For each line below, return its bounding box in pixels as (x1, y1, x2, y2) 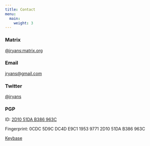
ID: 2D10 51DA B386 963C (5, 117, 57, 122)
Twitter (5, 83, 23, 89)
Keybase (5, 135, 23, 141)
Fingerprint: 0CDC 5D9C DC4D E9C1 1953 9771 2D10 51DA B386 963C (5, 126, 146, 132)
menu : (5, 12, 16, 16)
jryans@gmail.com (5, 71, 42, 76)
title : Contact (5, 7, 36, 12)
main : (9, 16, 21, 21)
